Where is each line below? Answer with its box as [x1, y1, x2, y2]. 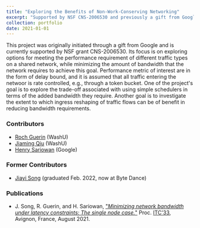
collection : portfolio [6, 20, 62, 26]
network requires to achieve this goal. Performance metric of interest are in [6, 67, 190, 74]
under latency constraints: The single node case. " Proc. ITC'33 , [14, 209, 171, 216]
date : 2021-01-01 [6, 25, 49, 32]
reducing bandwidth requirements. [6, 105, 91, 112]
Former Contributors [6, 161, 67, 169]
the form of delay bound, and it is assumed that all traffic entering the [6, 73, 177, 80]
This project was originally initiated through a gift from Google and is [6, 42, 174, 49]
